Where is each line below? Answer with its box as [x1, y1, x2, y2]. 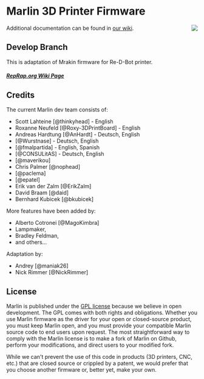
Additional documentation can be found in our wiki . [6, 24, 134, 32]
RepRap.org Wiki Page [6, 72, 65, 80]
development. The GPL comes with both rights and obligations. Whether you [6, 309, 198, 316]
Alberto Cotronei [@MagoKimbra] [15, 219, 100, 227]
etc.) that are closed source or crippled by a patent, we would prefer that [6, 360, 188, 367]
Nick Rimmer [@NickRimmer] [15, 269, 89, 276]
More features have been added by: [6, 207, 96, 214]
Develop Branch [6, 42, 68, 52]
